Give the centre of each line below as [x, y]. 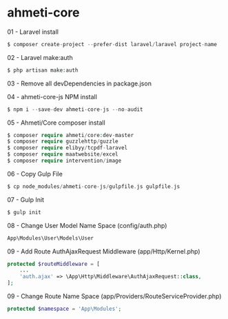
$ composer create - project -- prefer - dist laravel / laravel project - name [112, 44]
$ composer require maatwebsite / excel [63, 154]
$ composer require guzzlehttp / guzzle [63, 142]
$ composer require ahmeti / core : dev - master [71, 135]
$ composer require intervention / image [64, 161]
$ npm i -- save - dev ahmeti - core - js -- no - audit [75, 109]
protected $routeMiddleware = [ [53, 264]
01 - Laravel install [33, 32]
